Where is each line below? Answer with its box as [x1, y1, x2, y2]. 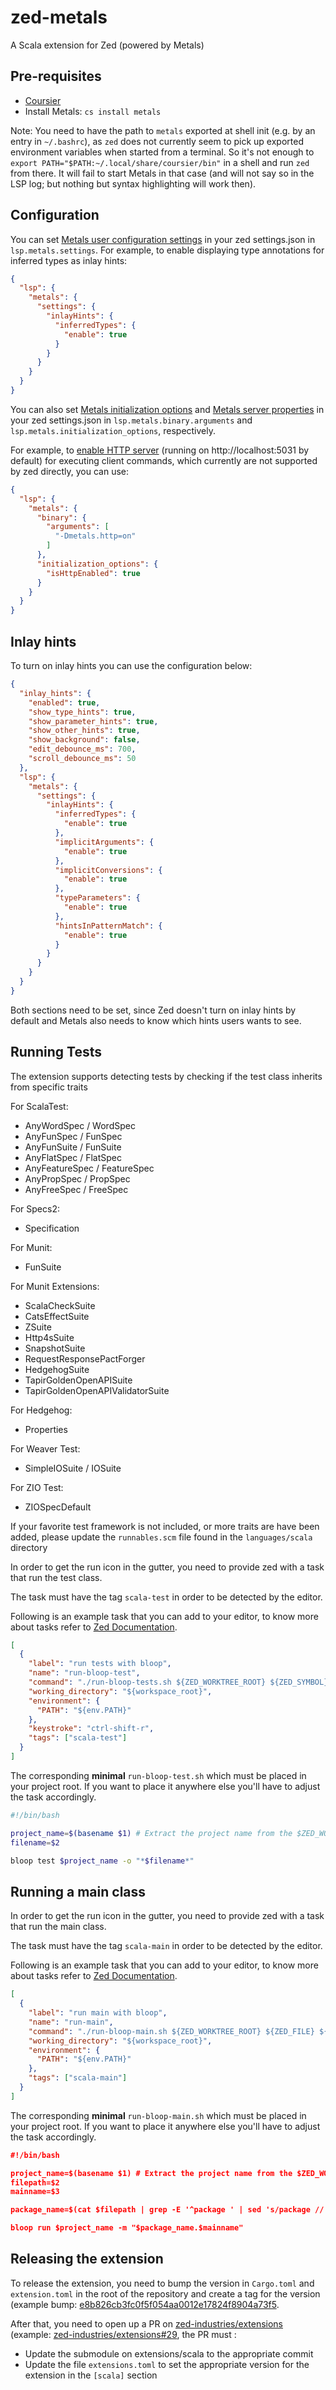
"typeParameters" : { [54, 893, 141, 903]
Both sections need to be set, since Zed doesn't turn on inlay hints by [10, 1004, 297, 1016]
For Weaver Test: [10, 1442, 81, 1455]
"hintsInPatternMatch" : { [54, 921, 163, 931]
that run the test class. [10, 1571, 103, 1583]
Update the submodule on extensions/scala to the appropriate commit [24, 2347, 314, 2360]
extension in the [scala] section [24, 2369, 158, 2381]
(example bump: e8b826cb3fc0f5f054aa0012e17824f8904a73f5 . [10, 2298, 280, 2310]
